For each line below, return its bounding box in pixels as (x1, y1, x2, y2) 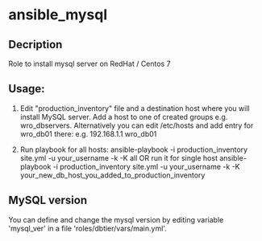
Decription (8, 38, 63, 51)
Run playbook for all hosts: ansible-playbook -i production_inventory (19, 145, 248, 154)
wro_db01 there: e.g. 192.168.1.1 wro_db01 (19, 129, 157, 138)
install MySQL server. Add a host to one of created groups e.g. (19, 112, 228, 121)
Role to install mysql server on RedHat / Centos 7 (8, 59, 171, 68)
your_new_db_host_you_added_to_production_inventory (19, 170, 206, 180)
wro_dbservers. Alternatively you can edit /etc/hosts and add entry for (19, 120, 254, 130)
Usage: (8, 82, 46, 96)
